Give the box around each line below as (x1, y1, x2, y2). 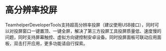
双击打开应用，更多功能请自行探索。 (13, 40, 88, 46)
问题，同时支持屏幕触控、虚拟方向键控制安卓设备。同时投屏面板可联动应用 (5, 34, 157, 40)
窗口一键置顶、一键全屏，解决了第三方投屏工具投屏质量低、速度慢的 (22, 28, 162, 34)
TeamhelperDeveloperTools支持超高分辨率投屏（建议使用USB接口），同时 (5, 22, 155, 28)
